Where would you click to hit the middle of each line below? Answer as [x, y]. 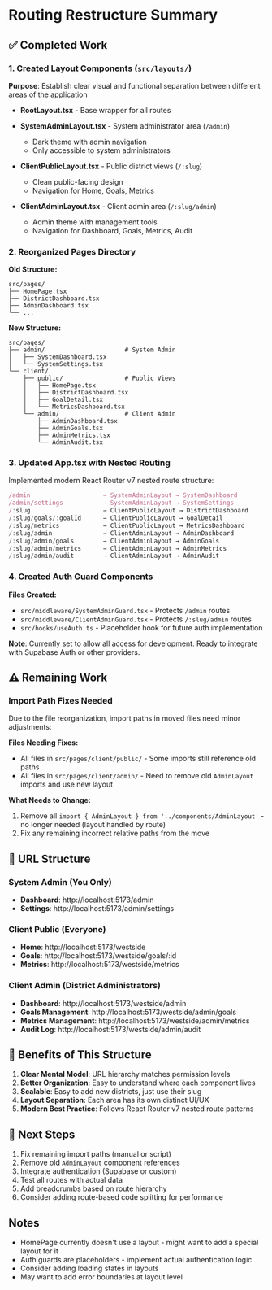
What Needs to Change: [50, 800]
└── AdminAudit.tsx [71, 442]
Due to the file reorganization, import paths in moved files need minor [125, 718]
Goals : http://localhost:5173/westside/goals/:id [98, 956]
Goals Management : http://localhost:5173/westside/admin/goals [128, 1012]
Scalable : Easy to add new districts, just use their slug [111, 1092]
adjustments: [30, 727]
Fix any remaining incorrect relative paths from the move [114, 833]
